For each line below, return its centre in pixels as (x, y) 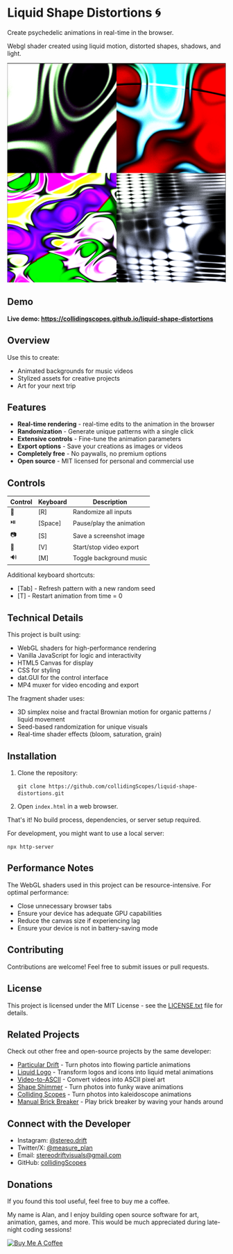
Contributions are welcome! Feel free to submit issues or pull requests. (108, 967)
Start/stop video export (106, 547)
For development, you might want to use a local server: (86, 834)
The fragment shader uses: (46, 699)
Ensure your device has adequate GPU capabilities (89, 913)
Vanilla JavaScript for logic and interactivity (79, 656)
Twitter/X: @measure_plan (55, 1148)
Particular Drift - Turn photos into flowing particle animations (104, 1065)
